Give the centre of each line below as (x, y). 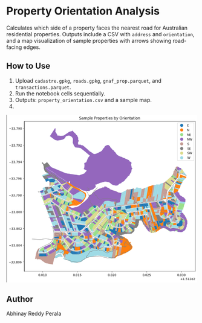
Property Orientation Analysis (83, 11)
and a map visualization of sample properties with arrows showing (89, 40)
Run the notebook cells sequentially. (60, 93)
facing (14, 47)
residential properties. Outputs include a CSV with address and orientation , (100, 34)
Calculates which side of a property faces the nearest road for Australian (97, 28)
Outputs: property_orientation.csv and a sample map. (83, 100)
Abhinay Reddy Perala (34, 314)
